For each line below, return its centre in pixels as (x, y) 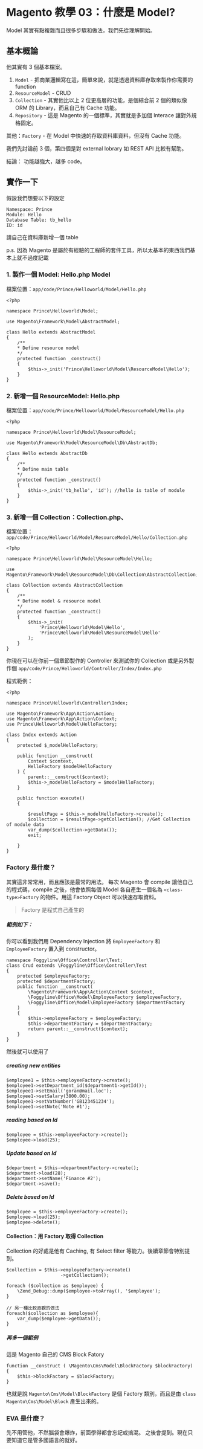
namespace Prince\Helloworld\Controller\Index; (67, 703)
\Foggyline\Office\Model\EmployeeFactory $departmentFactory (107, 1002)
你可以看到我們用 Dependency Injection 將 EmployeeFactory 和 (83, 941)
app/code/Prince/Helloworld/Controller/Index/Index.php (90, 669)
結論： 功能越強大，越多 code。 (46, 161)
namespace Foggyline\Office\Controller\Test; (64, 960)
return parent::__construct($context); (78, 1029)
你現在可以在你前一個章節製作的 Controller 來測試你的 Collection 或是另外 (98, 661)
